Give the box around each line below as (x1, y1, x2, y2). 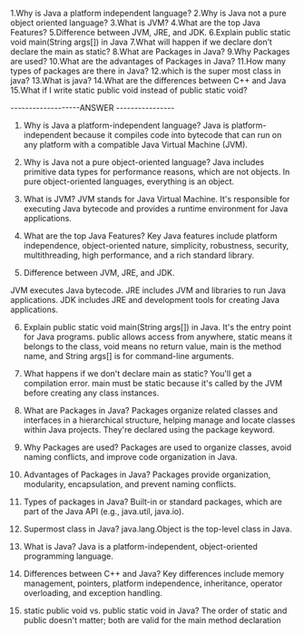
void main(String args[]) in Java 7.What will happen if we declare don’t (10, 36, 273, 47)
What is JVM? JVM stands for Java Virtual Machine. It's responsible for (23, 194, 290, 204)
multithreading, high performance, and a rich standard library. (23, 249, 255, 260)
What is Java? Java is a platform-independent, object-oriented (23, 541, 258, 551)
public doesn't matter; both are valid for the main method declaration (23, 615, 281, 625)
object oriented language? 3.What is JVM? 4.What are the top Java (10, 17, 261, 28)
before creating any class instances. (23, 387, 160, 398)
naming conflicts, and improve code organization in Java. (23, 452, 239, 462)
